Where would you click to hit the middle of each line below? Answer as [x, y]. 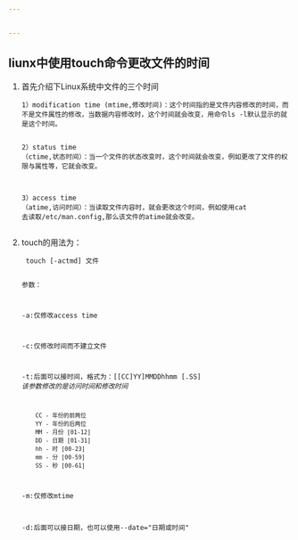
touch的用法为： [51, 242]
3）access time [49, 198]
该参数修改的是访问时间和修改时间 [74, 386]
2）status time [49, 148]
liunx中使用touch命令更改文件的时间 [109, 63]
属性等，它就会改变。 [68, 167]
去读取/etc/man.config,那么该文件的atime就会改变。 [110, 217]
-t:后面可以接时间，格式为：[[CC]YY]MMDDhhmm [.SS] [111, 376]
